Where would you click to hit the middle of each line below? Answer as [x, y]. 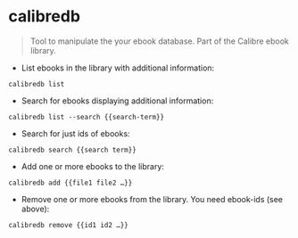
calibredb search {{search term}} [73, 150]
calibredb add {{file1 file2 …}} [70, 183]
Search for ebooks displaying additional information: [117, 101]
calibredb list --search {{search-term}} [87, 117]
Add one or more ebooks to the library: [92, 166]
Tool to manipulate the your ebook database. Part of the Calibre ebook [159, 41]
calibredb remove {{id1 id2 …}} [68, 225]
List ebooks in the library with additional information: [118, 68]
